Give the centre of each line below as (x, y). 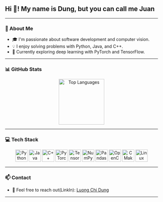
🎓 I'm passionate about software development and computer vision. (81, 39)
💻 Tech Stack (22, 140)
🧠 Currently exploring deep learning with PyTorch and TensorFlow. (78, 52)
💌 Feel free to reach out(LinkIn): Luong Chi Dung (60, 190)
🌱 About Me (19, 28)
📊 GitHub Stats (24, 70)
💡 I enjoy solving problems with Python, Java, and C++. (67, 46)
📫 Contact (18, 177)
